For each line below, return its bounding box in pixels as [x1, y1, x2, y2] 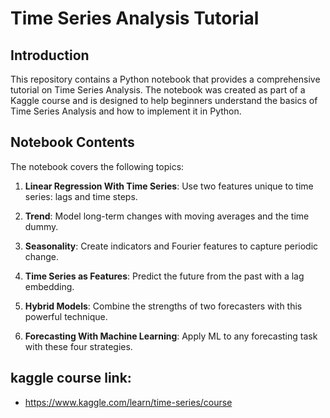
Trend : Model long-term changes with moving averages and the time [24, 210, 310, 222]
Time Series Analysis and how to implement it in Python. [10, 105, 242, 117]
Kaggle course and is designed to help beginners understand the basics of [10, 95, 318, 106]
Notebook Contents [10, 134, 135, 151]
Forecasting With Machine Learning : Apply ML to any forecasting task [24, 330, 318, 342]
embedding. [24, 280, 75, 292]
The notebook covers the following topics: [10, 160, 185, 172]
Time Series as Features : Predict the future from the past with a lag [24, 270, 305, 282]
